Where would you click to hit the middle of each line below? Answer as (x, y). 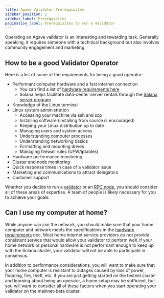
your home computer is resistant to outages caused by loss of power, (75, 270)
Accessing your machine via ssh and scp (61, 115)
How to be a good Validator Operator (62, 63)
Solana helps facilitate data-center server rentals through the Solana (88, 95)
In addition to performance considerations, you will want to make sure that (80, 265)
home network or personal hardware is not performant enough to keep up (80, 245)
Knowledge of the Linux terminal (45, 105)
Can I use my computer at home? (56, 213)
